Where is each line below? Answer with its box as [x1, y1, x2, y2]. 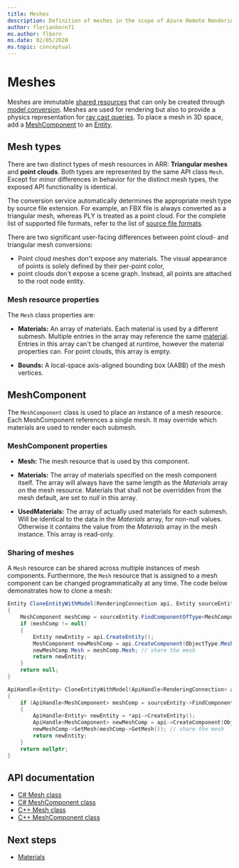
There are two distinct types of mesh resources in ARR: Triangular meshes [7, 159, 228, 168]
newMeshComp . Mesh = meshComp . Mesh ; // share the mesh [33, 647, 196, 654]
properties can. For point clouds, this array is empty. [17, 347, 171, 356]
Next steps [7, 834, 57, 846]
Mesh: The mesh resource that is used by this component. [17, 457, 190, 466]
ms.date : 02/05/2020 [7, 37, 69, 44]
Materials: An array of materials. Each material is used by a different [17, 324, 218, 333]
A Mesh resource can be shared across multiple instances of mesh [7, 563, 200, 573]
